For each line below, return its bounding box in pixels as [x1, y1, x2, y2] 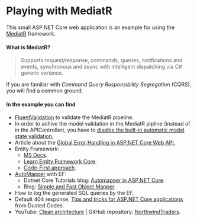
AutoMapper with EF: [14, 171, 66, 178]
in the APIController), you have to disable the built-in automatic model [14, 126, 185, 134]
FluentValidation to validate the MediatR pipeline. [14, 114, 134, 121]
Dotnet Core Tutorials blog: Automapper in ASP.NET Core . [23, 177, 165, 184]
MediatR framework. [6, 30, 56, 37]
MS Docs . [23, 152, 48, 159]
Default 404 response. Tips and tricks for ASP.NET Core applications [14, 196, 183, 203]
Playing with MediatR [6, 4, 112, 18]
